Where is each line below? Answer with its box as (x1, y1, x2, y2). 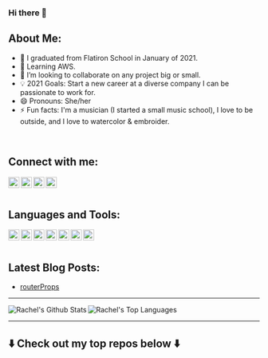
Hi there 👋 (8, 7, 48, 18)
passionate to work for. (19, 87, 96, 97)
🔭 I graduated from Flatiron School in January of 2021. (19, 53, 198, 62)
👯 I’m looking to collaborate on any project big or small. (19, 70, 201, 79)
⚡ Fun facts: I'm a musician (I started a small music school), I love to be (19, 105, 254, 114)
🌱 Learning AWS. (19, 62, 76, 71)
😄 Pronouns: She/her (19, 96, 92, 105)
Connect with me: (8, 155, 99, 169)
